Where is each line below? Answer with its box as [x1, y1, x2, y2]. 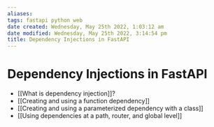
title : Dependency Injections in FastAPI [7, 36, 130, 43]
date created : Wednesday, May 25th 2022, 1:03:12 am [7, 23, 164, 30]
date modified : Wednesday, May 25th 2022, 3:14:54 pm [7, 29, 168, 37]
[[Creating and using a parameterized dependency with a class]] [17, 104, 204, 112]
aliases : [7, 10, 33, 17]
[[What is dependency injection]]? [17, 89, 115, 98]
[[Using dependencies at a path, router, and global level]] [17, 112, 183, 120]
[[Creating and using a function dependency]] [17, 97, 150, 105]
